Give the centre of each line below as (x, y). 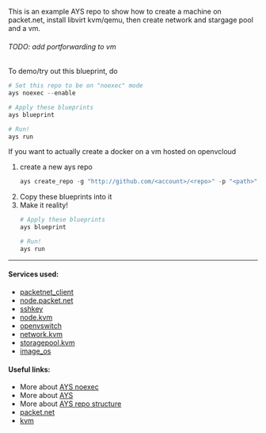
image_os (35, 351)
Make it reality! (44, 205)
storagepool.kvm (47, 343)
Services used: (34, 274)
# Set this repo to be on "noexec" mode (76, 86)
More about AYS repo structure (70, 404)
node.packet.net (46, 300)
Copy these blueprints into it (66, 197)
